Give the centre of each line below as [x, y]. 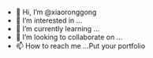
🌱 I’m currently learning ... [58, 29]
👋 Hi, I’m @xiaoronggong [56, 12]
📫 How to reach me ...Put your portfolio [80, 46]
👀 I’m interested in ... [49, 20]
